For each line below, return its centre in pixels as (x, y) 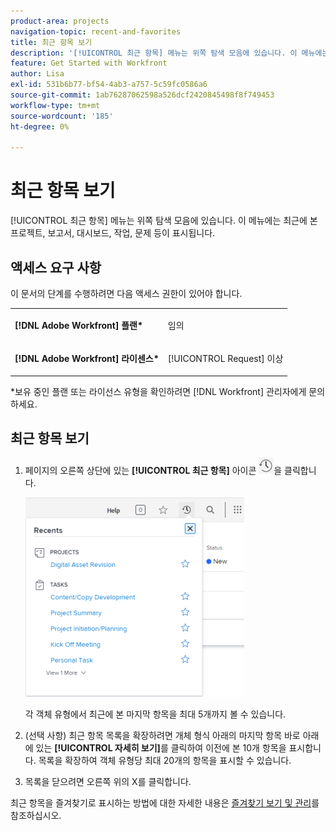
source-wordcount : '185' (62, 116)
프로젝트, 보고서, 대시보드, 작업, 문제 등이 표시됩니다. (113, 233)
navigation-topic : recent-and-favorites (96, 31)
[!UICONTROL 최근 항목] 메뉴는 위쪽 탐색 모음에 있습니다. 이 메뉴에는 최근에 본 (164, 221)
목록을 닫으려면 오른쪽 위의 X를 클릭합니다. (108, 782)
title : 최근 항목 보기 (51, 42)
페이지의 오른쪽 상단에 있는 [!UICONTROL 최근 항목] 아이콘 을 (153, 471)
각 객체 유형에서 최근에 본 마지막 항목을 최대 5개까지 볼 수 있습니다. (155, 714)
